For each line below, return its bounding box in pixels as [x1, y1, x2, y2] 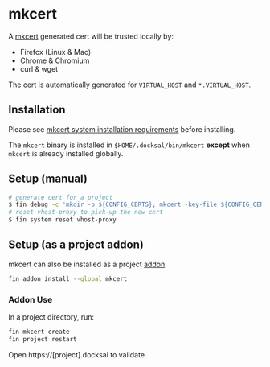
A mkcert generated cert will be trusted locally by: [8, 31, 174, 41]
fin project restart [8, 335, 78, 343]
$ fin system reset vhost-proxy [8, 216, 117, 224]
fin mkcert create [8, 328, 70, 336]
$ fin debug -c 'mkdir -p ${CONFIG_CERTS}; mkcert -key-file [8, 200, 218, 209]
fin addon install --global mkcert [8, 274, 128, 282]
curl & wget [19, 64, 59, 73]
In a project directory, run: [8, 312, 95, 322]
